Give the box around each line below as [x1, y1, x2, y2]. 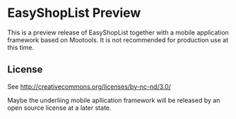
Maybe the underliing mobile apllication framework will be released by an [7, 96, 220, 104]
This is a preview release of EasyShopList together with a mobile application [7, 28, 230, 37]
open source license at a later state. [7, 104, 112, 112]
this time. [7, 43, 35, 51]
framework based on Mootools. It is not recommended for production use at [7, 35, 229, 44]
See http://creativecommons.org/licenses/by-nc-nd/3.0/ [7, 82, 172, 91]
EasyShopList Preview [7, 5, 141, 21]
